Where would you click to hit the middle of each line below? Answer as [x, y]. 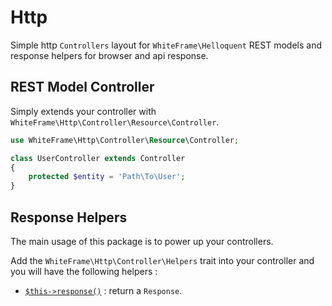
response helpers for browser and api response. [109, 55]
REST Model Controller [82, 87]
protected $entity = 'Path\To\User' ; [107, 177]
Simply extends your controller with [83, 111]
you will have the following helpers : [84, 271]
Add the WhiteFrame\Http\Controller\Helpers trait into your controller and [162, 260]
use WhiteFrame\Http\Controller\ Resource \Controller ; [125, 140]
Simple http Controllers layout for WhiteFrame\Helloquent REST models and [166, 45]
